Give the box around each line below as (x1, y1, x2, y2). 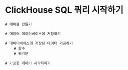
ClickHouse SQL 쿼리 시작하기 (5, 4, 124, 16)
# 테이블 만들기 (5, 22, 32, 27)
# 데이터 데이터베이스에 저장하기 (5, 31, 61, 36)
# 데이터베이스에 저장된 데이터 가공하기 (5, 41, 73, 46)
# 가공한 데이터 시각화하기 (5, 61, 51, 66)
